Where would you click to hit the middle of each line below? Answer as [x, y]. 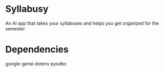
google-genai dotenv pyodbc [36, 64]
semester [15, 28]
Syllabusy [27, 9]
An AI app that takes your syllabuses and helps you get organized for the [82, 23]
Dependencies [37, 50]
